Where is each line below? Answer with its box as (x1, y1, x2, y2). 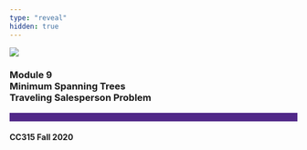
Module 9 (9, 69, 53, 82)
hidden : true (9, 22, 59, 31)
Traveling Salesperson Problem (9, 92, 153, 105)
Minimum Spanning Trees (9, 80, 126, 93)
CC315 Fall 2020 (9, 132, 74, 143)
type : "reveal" (9, 13, 68, 23)
